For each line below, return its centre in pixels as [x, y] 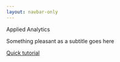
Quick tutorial [23, 53]
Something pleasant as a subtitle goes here [60, 41]
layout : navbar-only [32, 12]
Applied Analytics [28, 29]
